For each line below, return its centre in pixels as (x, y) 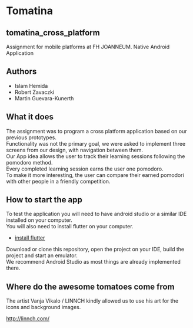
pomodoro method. (29, 162)
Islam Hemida (31, 86)
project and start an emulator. (42, 255)
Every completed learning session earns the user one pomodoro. (85, 169)
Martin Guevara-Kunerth (44, 98)
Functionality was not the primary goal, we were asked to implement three (96, 143)
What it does (30, 117)
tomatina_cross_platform (53, 33)
